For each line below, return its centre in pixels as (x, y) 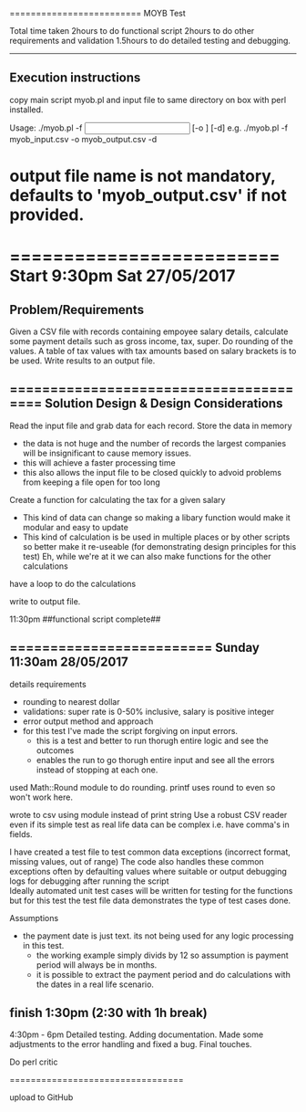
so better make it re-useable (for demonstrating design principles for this (159, 546)
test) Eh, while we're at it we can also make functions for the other (147, 556)
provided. (47, 215)
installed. (26, 110)
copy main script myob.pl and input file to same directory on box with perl (148, 100)
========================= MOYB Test (98, 13)
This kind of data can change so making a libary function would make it (157, 517)
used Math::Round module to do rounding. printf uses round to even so (143, 787)
